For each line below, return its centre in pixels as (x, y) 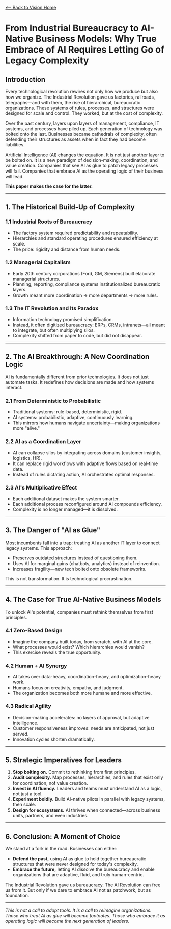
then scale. (24, 805)
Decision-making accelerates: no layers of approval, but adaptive (81, 717)
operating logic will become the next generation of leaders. (67, 921)
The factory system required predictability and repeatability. (76, 233)
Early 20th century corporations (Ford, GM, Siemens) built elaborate (84, 273)
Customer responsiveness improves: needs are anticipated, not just (83, 728)
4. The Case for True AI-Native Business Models (83, 600)
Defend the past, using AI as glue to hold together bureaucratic (79, 859)
